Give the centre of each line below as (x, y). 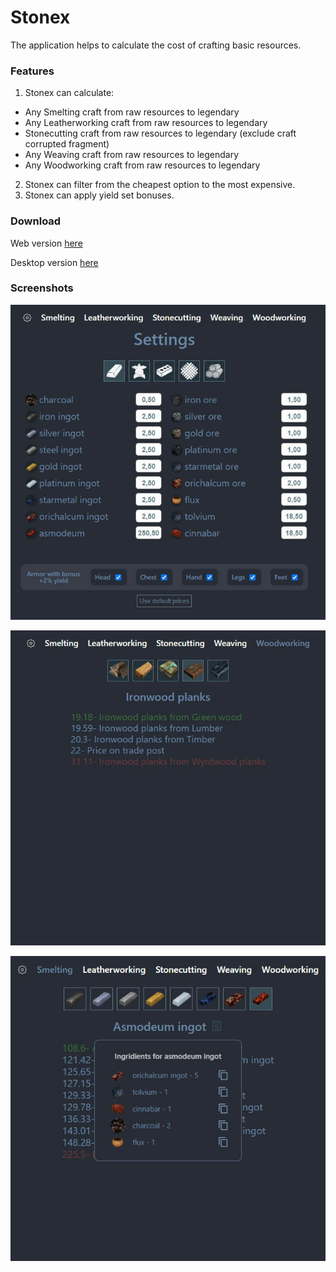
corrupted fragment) (67, 144)
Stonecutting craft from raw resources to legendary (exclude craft (160, 133)
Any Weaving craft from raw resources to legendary (132, 155)
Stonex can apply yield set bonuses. (99, 195)
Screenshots (42, 288)
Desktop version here (54, 262)
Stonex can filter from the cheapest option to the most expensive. (160, 185)
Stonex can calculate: (69, 93)
